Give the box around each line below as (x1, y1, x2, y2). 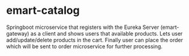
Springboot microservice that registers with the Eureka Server (6, 23, 160, 31)
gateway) (6, 30, 29, 37)
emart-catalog (6, 4, 80, 17)
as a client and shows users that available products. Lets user (30, 30, 183, 37)
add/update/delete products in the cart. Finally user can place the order (6, 36, 184, 43)
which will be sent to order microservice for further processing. (6, 43, 163, 50)
